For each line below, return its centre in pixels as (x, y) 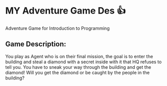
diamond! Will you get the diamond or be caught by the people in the (77, 72)
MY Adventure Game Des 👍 (66, 11)
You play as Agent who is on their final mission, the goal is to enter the (79, 56)
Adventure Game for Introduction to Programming (57, 28)
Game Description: (36, 44)
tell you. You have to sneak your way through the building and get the (78, 67)
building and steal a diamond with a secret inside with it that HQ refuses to (83, 62)
